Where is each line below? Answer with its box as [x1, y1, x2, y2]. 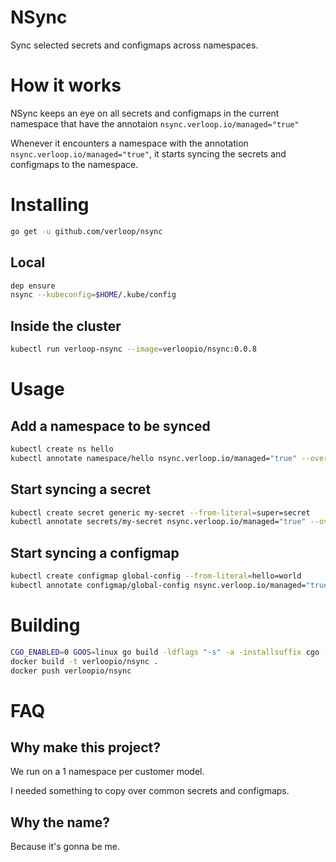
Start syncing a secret [10, 481, 152, 498]
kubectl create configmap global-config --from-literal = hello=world [10, 571, 302, 581]
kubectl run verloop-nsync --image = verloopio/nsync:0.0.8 [10, 344, 257, 355]
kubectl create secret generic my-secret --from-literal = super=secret [10, 507, 311, 518]
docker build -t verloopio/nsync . [10, 656, 159, 666]
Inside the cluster [10, 317, 122, 335]
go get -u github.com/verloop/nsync [10, 226, 163, 236]
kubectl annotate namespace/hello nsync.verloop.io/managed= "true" [10, 453, 298, 463]
